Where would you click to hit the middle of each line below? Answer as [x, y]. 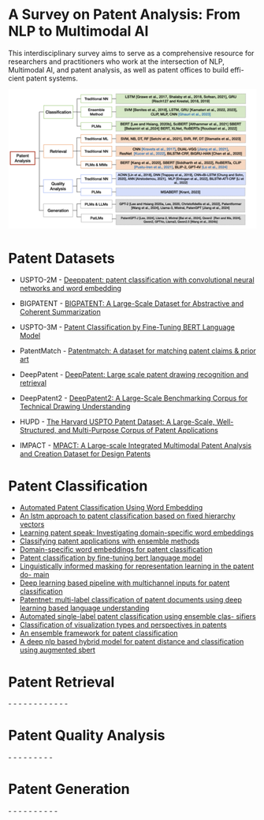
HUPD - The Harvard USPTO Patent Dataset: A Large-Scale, [117, 422]
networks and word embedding [71, 289]
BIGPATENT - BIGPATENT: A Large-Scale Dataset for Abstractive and [132, 304]
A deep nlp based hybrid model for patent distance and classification [132, 642]
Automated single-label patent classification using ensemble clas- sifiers [138, 617]
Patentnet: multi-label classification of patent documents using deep [130, 600]
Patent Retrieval [61, 682]
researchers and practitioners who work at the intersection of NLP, [116, 61]
